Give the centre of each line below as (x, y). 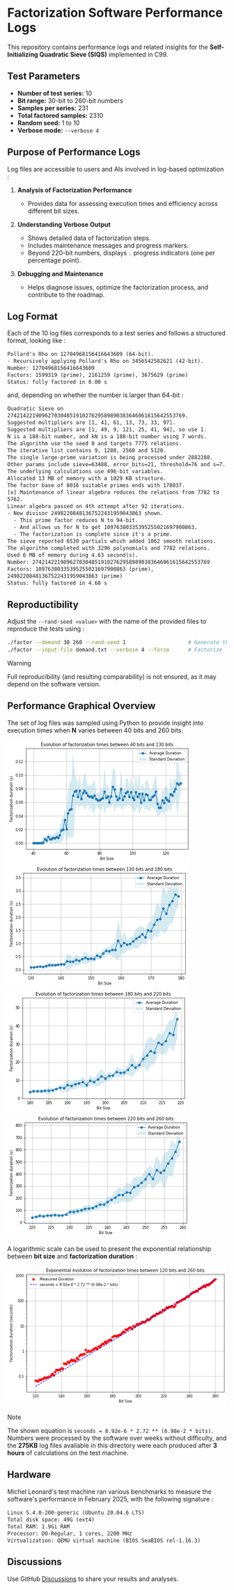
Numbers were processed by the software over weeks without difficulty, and (117, 1438)
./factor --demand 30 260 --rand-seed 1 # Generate (113, 643)
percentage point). (54, 260)
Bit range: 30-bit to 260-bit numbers (70, 100)
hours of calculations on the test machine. (68, 1453)
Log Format (32, 316)
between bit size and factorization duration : (72, 1256)
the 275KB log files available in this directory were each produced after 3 (112, 1446)
